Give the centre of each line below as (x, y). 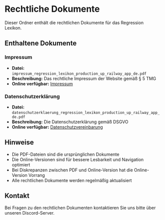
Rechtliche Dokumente (52, 9)
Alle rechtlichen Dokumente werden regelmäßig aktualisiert (72, 180)
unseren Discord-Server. (30, 213)
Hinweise (19, 143)
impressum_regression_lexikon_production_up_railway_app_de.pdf (79, 74)
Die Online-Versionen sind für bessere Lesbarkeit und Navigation (78, 159)
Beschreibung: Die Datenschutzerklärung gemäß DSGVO (70, 122)
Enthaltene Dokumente (41, 43)
